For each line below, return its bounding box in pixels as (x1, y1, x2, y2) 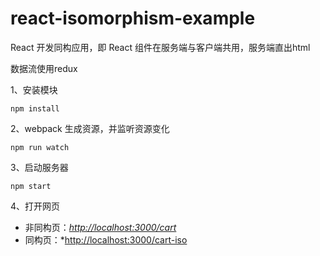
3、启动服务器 (10, 161, 69, 173)
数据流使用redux (10, 62, 78, 74)
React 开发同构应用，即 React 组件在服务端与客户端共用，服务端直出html (10, 41, 311, 53)
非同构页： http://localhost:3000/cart (24, 221, 177, 233)
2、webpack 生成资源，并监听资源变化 (10, 122, 170, 134)
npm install (10, 103, 60, 114)
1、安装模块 (10, 83, 58, 96)
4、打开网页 (10, 200, 61, 212)
